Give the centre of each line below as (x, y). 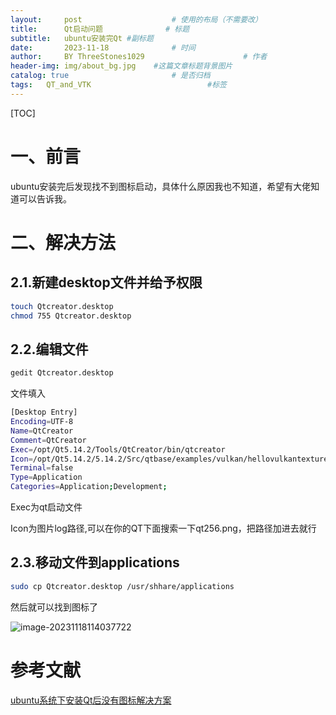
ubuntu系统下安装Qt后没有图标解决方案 (91, 700)
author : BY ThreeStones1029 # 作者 (139, 57)
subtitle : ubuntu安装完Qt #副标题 (82, 38)
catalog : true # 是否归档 (110, 76)
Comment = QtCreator (48, 440)
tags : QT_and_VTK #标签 (118, 85)
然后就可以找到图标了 (54, 607)
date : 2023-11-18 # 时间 (103, 47)
